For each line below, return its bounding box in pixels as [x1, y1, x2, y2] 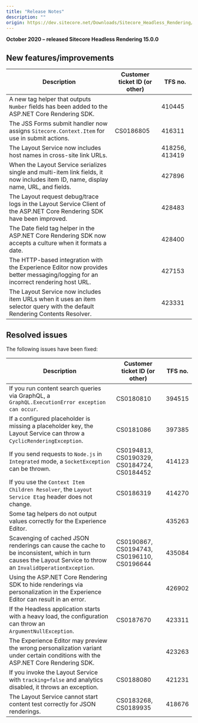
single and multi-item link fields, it [9, 168, 103, 176]
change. [9, 500, 32, 508]
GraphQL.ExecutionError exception [9, 399, 106, 405]
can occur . [9, 405, 38, 413]
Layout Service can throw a [9, 429, 85, 437]
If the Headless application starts [9, 605, 100, 613]
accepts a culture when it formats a [9, 239, 107, 247]
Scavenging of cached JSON [9, 534, 90, 542]
